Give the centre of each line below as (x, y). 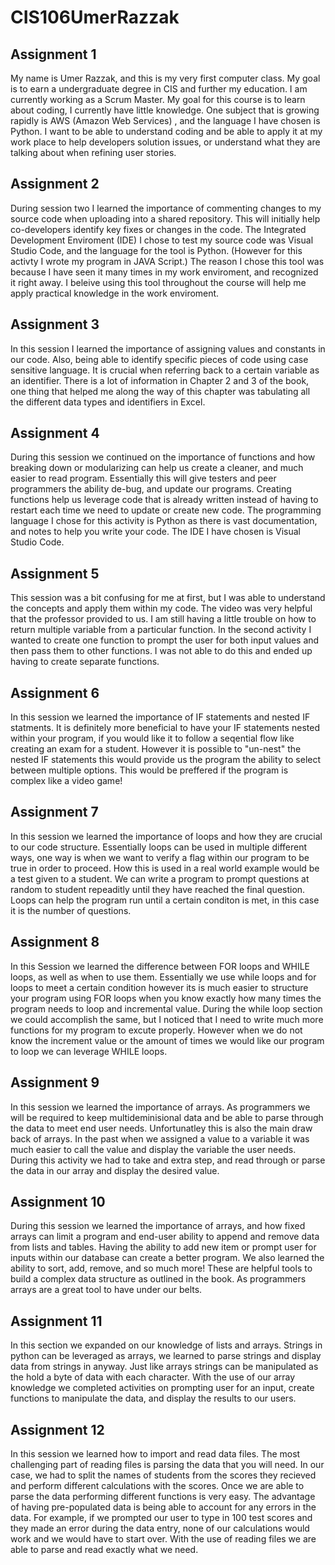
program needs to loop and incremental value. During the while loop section (166, 1008)
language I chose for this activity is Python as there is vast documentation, (164, 521)
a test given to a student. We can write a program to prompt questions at (160, 878)
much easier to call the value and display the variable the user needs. (153, 1149)
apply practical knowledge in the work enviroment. (115, 293)
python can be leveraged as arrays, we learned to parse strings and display (166, 1356)
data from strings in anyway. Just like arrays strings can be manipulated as (164, 1367)
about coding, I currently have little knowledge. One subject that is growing (165, 110)
